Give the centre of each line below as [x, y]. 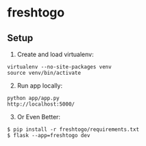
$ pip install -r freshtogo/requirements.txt [73, 130]
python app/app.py [33, 98]
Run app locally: [40, 86]
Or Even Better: [38, 117]
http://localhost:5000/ [41, 104]
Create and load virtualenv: [55, 54]
